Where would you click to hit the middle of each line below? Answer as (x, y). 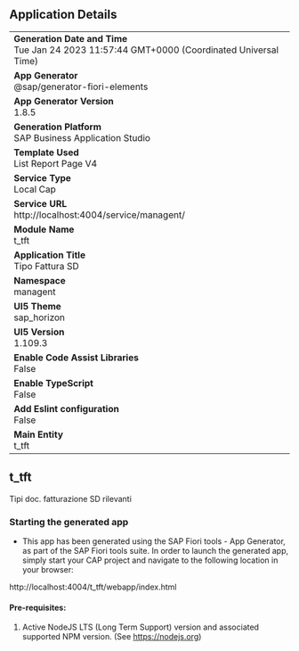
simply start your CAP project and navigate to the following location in (150, 560)
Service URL (40, 203)
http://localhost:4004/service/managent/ (99, 215)
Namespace (40, 280)
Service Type (42, 177)
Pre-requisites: (38, 607)
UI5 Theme (38, 306)
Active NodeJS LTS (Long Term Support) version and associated (141, 627)
